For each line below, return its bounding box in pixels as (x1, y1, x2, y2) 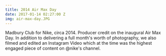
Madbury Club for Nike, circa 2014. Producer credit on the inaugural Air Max (5, 30, 161, 36)
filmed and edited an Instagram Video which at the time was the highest (5, 40, 153, 46)
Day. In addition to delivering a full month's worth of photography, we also (5, 35, 157, 41)
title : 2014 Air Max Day (5, 7, 57, 12)
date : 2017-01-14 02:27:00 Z (5, 12, 66, 17)
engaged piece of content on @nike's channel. (5, 45, 101, 52)
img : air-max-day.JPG (5, 16, 50, 21)
